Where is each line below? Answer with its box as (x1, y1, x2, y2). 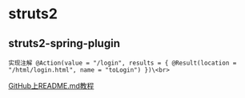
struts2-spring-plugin (8, 37, 120, 50)
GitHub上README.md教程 (8, 81, 94, 90)
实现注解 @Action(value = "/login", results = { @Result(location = (8, 59, 237, 67)
